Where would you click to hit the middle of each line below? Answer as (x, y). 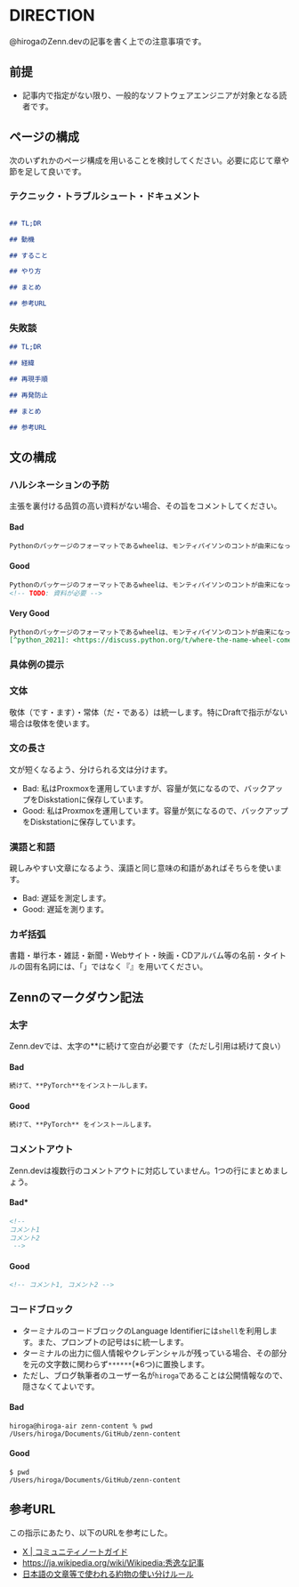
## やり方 (25, 271)
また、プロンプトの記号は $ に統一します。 (113, 1341)
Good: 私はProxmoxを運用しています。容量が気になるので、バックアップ (155, 810)
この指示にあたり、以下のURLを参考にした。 (91, 1533)
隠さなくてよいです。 (61, 1386)
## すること (29, 255)
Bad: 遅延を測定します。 (66, 898)
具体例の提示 (37, 665)
